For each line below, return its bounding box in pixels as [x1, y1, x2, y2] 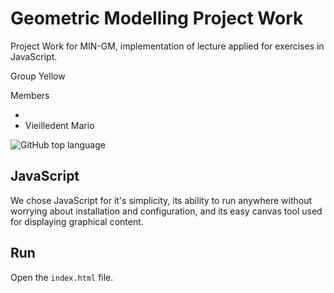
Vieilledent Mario [24, 119, 95, 131]
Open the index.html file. [10, 271, 114, 283]
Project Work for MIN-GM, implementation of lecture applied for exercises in [10, 40, 325, 52]
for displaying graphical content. [10, 215, 144, 227]
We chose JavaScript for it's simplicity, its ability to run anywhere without [10, 194, 313, 206]
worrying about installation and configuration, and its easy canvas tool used [10, 205, 323, 217]
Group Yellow [10, 70, 66, 82]
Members [10, 89, 50, 101]
